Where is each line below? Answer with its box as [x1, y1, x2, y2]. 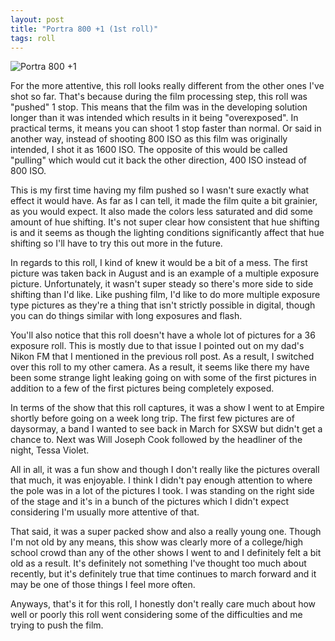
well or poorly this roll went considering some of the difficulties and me [10, 609, 303, 621]
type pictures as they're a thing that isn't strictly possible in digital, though [10, 299, 316, 311]
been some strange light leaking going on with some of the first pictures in [10, 372, 317, 384]
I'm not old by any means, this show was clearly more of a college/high [10, 536, 304, 548]
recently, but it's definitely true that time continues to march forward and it [10, 568, 317, 580]
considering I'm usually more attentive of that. [10, 506, 200, 518]
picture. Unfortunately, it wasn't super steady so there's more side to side [10, 278, 314, 290]
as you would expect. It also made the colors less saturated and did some [10, 206, 313, 218]
